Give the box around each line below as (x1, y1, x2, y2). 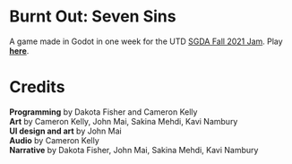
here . (9, 45, 30, 56)
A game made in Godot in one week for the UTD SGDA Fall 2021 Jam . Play (9, 36, 284, 47)
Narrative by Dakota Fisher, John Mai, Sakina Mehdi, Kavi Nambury (9, 144, 259, 155)
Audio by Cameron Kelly (9, 134, 100, 145)
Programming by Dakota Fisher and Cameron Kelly (9, 106, 198, 117)
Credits (9, 77, 65, 98)
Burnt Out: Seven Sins (9, 6, 176, 27)
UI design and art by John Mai (9, 125, 123, 136)
